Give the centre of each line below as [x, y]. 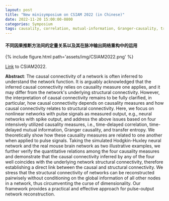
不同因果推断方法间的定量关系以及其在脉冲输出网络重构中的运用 [71, 45]
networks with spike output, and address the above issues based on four [81, 119]
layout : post [19, 10]
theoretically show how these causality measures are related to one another [84, 135]
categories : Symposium [29, 24]
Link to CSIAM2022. [26, 66]
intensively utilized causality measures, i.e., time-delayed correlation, [77, 124]
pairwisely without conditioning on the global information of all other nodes [83, 178]
